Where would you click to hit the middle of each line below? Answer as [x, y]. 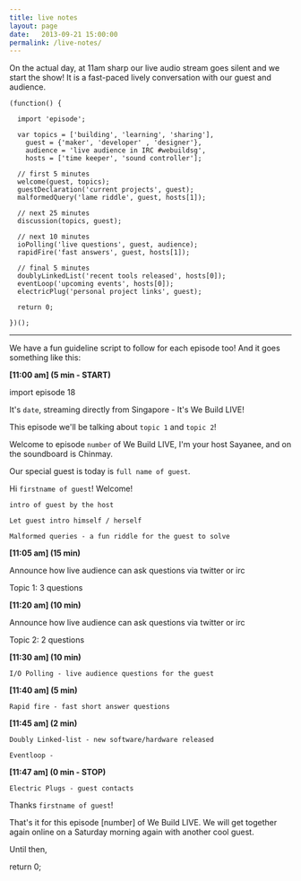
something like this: [45, 358]
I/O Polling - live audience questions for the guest [112, 674]
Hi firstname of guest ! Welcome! [71, 488]
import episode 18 [43, 393]
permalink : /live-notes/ [56, 43]
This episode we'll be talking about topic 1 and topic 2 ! [113, 428]
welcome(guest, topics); [64, 182]
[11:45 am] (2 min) [43, 723]
